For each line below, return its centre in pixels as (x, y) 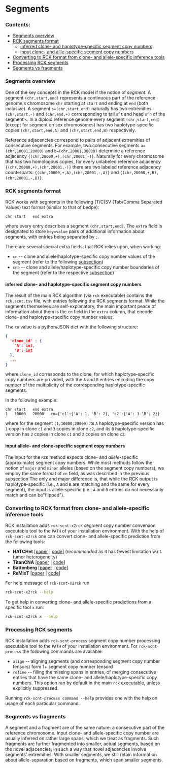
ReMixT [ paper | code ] (37, 573)
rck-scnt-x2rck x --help (31, 616)
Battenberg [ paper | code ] (40, 567)
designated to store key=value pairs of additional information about (75, 231)
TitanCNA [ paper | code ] (39, 562)
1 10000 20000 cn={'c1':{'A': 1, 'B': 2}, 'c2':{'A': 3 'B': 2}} (82, 414)
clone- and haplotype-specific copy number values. (60, 317)
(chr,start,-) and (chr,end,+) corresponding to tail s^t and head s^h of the (85, 114)
